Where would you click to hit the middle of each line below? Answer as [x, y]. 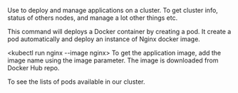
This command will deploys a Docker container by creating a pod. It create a [119, 32]
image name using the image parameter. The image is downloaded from [113, 60]
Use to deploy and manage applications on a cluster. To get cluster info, [113, 10]
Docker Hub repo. [33, 68]
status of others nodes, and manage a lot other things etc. [93, 18]
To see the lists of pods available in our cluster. [76, 82]
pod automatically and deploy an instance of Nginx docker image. [104, 39]
